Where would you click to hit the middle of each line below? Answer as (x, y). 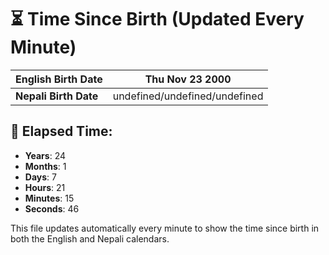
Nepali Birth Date (57, 96)
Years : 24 (45, 155)
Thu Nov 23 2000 (188, 79)
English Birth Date (59, 79)
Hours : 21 (45, 187)
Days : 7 (40, 177)
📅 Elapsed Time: (61, 131)
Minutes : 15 (49, 198)
